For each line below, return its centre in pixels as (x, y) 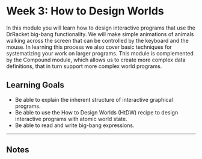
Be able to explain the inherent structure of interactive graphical (94, 99)
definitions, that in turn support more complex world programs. (84, 66)
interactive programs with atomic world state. (71, 119)
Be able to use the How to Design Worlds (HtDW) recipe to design (96, 112)
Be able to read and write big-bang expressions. (75, 125)
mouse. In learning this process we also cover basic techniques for (89, 47)
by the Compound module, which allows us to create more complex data (96, 60)
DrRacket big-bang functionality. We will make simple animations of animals (100, 34)
